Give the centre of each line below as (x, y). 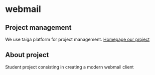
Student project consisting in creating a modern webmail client (70, 67)
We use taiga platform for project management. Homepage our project (77, 39)
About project (27, 55)
